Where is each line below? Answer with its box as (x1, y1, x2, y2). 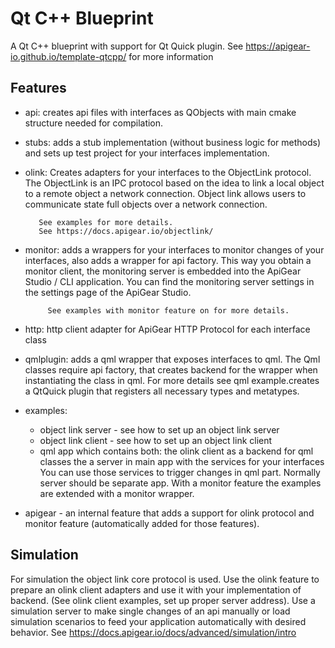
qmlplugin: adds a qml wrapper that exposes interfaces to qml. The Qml (24, 353, 321, 365)
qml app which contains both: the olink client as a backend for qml (39, 445, 314, 457)
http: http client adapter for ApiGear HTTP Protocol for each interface (24, 323, 311, 335)
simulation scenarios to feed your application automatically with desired (10, 615, 307, 627)
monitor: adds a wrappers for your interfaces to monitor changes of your (24, 243, 325, 256)
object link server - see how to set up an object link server (39, 423, 280, 436)
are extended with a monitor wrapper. (39, 487, 195, 499)
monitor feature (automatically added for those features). (24, 517, 260, 529)
